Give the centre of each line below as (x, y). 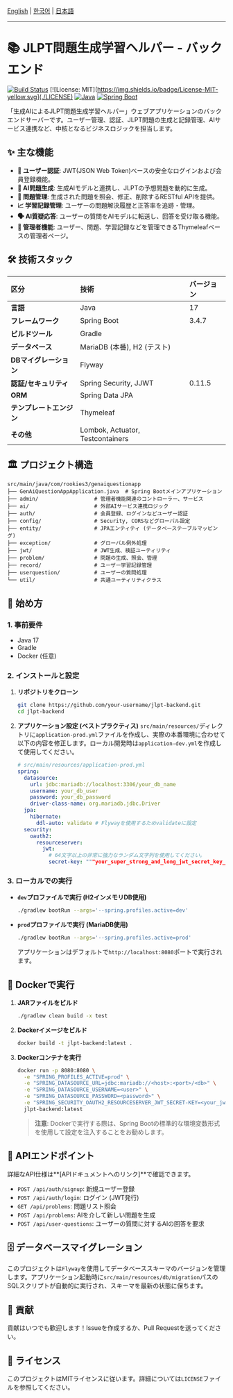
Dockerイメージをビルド (52, 1030)
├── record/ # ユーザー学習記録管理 (80, 565)
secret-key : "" (70, 862)
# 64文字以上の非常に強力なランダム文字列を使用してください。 (127, 856)
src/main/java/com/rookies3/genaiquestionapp (74, 484)
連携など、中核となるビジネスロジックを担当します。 (101, 128)
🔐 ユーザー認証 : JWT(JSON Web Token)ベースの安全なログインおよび (116, 170)
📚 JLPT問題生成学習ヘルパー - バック (115, 48)
